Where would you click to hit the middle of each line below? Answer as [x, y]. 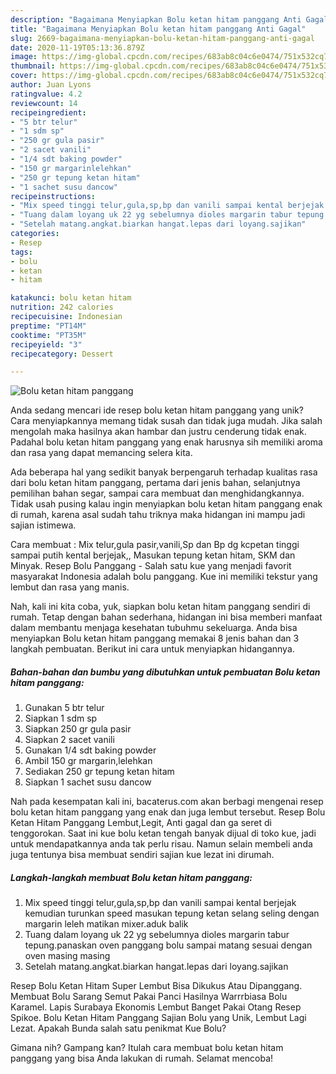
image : [24, 57]
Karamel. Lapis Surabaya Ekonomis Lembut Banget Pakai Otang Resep [156, 1007]
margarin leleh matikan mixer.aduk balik [106, 924]
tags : [21, 252]
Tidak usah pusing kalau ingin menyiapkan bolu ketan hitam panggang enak [166, 504]
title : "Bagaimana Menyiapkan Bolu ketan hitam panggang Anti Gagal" [158, 29]
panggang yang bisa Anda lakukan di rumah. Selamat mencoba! [142, 1058]
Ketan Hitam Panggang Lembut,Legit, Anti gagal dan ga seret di [141, 823]
